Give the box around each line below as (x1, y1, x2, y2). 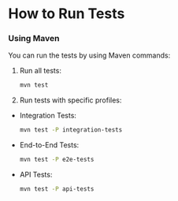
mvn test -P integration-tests (19, 126, 123, 134)
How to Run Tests (8, 5, 125, 23)
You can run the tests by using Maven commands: (8, 50, 171, 60)
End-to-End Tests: (19, 140, 80, 150)
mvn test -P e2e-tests (19, 155, 95, 164)
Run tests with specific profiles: (19, 95, 122, 105)
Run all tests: (19, 66, 61, 76)
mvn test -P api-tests (19, 185, 95, 193)
